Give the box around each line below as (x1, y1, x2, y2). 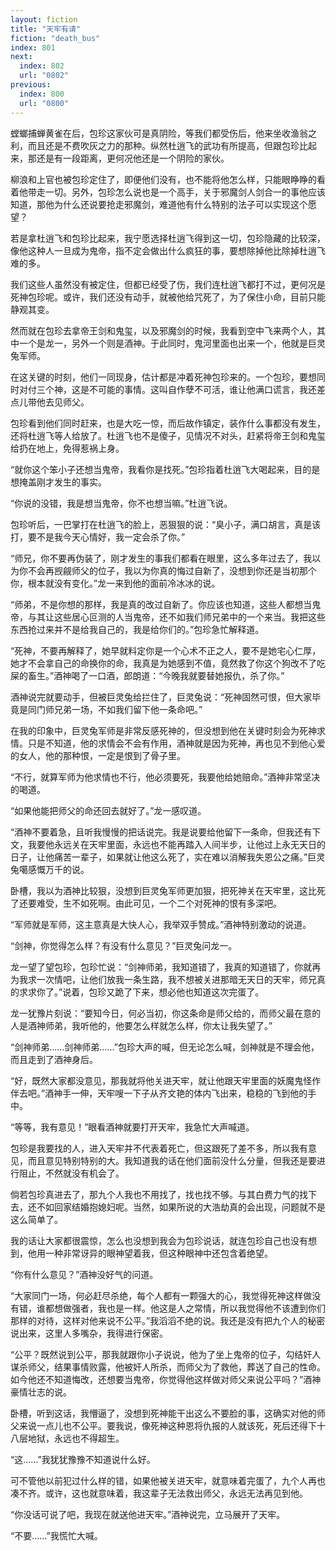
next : (10, 52, 33, 62)
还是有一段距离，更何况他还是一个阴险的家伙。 (36, 152, 230, 164)
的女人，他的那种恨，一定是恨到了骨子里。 (10, 749, 186, 761)
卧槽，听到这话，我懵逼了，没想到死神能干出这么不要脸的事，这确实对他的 (10, 1407, 317, 1419)
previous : (10, 80, 52, 90)
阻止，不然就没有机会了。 (18, 1167, 125, 1179)
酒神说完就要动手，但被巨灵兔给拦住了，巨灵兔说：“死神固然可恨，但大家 (10, 691, 313, 703)
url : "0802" (19, 71, 70, 81)
